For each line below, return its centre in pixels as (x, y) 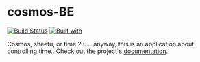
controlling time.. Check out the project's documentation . (88, 51)
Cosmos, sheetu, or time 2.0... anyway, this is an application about (101, 44)
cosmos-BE (41, 12)
